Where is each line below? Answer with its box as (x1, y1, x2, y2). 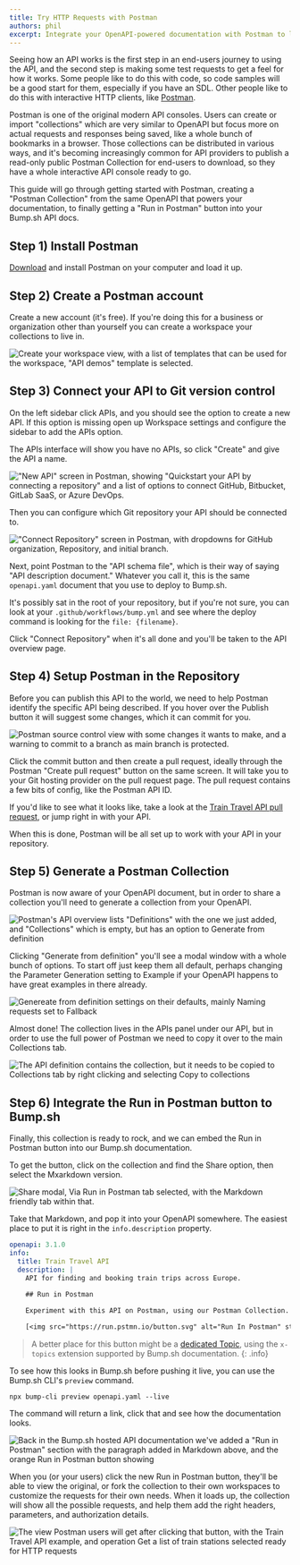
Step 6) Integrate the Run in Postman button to (9, 1095, 272, 1110)
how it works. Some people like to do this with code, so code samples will (9, 73, 280, 84)
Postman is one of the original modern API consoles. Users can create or (9, 109, 278, 121)
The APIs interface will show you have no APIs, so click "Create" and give (9, 444, 280, 455)
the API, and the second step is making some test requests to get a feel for (9, 64, 284, 74)
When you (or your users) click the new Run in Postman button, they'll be (9, 1471, 279, 1482)
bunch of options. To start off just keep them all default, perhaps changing (9, 960, 283, 971)
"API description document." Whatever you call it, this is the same (9, 570, 250, 581)
